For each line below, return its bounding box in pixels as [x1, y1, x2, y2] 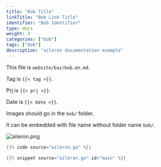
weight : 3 [6, 31, 31, 37]
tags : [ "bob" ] [6, 42, 42, 48]
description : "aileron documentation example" [6, 48, 124, 53]
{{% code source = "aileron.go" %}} [6, 144, 92, 150]
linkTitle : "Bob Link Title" [6, 14, 78, 20]
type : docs [6, 25, 33, 31]
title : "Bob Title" [6, 8, 55, 15]
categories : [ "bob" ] [6, 36, 58, 42]
